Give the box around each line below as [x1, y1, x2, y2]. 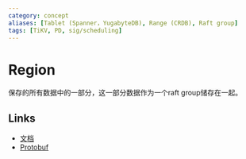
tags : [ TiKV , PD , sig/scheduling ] [8, 26, 123, 34]
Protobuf [19, 142, 49, 152]
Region [8, 60, 56, 79]
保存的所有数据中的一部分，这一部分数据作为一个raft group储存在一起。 [8, 88, 243, 98]
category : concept [8, 11, 69, 20]
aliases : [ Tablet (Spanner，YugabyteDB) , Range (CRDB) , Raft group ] [8, 19, 239, 27]
